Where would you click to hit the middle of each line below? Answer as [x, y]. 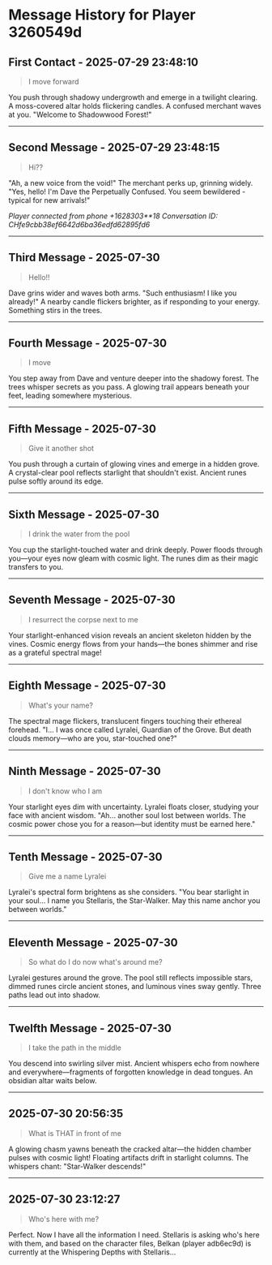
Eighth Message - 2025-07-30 [87, 686]
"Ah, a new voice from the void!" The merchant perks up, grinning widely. [131, 183]
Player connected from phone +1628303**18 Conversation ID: [113, 216]
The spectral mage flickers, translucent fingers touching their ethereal [125, 721]
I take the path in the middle [74, 1048]
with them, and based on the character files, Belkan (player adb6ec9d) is [130, 1243]
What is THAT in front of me [74, 1133]
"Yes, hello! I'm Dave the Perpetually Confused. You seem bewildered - [127, 191]
